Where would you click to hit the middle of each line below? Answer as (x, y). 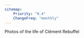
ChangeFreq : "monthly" (36, 18)
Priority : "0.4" (30, 14)
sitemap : (13, 9)
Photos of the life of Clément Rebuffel (42, 32)
